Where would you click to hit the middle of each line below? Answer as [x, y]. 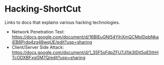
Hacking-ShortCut [43, 9]
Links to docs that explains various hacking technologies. [62, 22]
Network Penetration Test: [38, 32]
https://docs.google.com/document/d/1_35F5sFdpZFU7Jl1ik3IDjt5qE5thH [85, 52]
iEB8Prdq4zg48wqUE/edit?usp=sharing [52, 42]
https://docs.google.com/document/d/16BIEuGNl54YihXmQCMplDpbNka [85, 37]
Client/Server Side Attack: [38, 47]
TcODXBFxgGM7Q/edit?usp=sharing [48, 57]
